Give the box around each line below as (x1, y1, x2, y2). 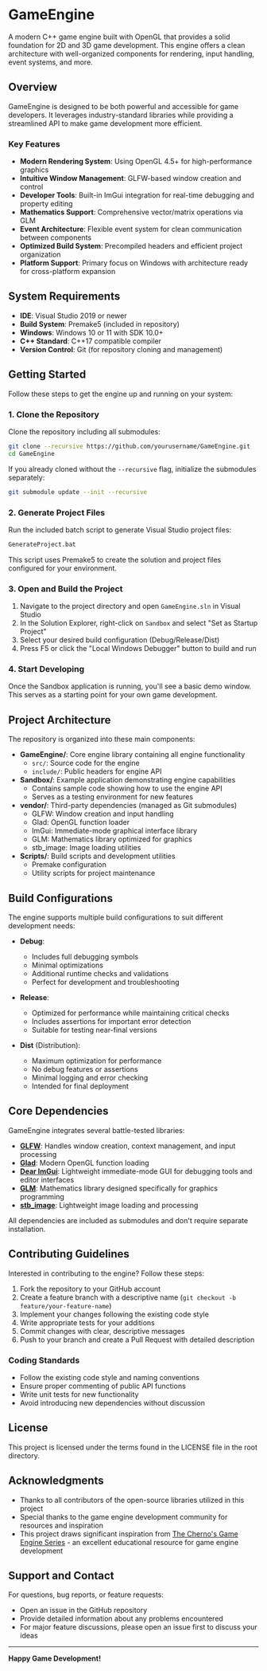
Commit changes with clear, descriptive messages (19, 1326, 185, 1336)
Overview (8, 80, 58, 94)
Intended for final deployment (31, 1081, 130, 1091)
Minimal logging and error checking (31, 1073, 149, 1082)
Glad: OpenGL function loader (31, 818, 130, 827)
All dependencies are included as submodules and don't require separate (8, 1215, 249, 1225)
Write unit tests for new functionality (19, 1389, 139, 1399)
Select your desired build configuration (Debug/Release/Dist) (19, 635, 220, 645)
